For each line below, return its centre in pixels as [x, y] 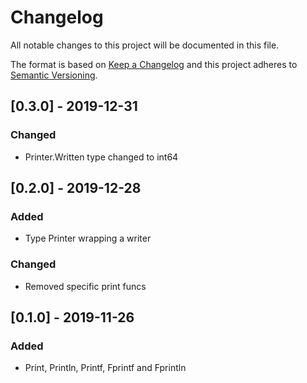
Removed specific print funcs [85, 286]
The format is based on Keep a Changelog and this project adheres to [154, 64]
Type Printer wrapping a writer [88, 238]
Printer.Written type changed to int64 [101, 157]
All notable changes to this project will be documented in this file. [145, 45]
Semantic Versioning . [54, 75]
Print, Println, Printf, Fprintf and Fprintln [105, 368]
